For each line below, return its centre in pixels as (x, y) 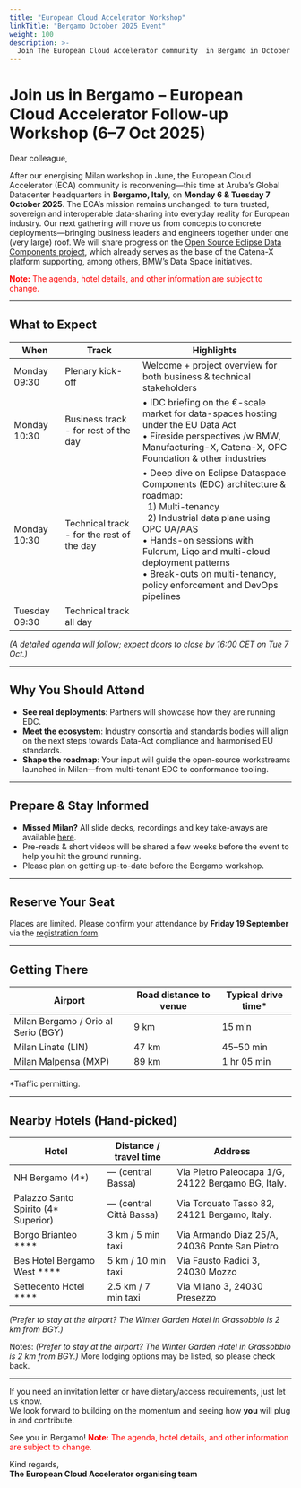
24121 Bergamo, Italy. (224, 1214)
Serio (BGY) (39, 1032)
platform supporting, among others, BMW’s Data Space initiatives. (131, 262)
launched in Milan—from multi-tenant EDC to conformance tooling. (145, 769)
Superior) (34, 1220)
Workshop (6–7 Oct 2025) (107, 133)
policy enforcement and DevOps (210, 585)
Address (232, 1151)
